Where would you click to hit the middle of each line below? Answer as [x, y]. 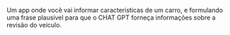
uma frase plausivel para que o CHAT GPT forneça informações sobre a [111, 17]
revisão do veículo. [34, 25]
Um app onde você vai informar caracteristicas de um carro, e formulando [115, 10]
